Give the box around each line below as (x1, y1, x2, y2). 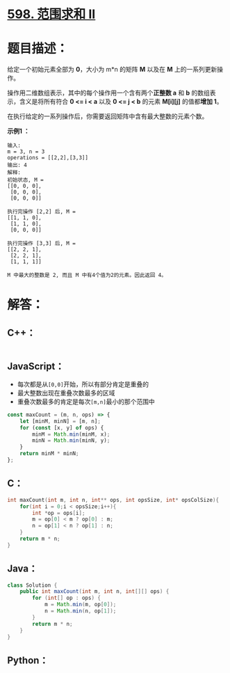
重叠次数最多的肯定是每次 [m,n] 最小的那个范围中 (17, 397, 155, 406)
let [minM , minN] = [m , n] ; (19, 418, 101, 425)
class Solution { (7, 582, 58, 589)
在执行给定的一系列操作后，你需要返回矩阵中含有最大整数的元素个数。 (7, 112, 208, 120)
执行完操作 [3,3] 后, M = (7, 240, 76, 247)
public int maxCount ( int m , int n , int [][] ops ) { (19, 588, 170, 595)
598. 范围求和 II (7, 6, 96, 22)
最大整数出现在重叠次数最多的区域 (17, 388, 115, 397)
